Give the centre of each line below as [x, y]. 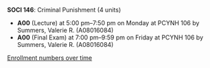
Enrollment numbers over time [50, 58]
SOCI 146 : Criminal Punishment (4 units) [64, 10]
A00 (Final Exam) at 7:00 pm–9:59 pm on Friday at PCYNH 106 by [110, 37]
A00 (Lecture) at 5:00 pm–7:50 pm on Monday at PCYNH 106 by [108, 23]
